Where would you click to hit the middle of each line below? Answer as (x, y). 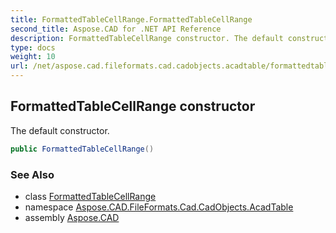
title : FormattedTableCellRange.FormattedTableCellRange (131, 19)
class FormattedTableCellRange (90, 196)
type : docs (33, 47)
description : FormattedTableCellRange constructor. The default (147, 38)
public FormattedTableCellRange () (82, 149)
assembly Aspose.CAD (72, 217)
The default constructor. (60, 130)
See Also (32, 174)
